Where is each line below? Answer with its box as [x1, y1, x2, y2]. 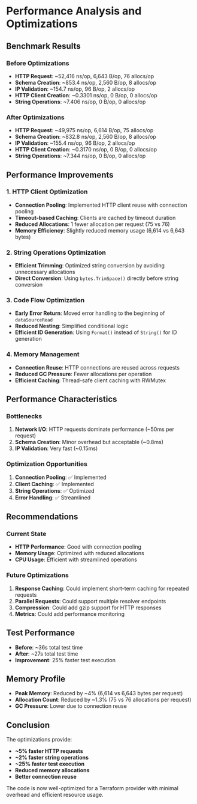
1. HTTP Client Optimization [6, 187, 88, 196]
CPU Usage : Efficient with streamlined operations [14, 556, 138, 563]
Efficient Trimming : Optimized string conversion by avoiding [14, 262, 165, 269]
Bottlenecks [6, 412, 43, 421]
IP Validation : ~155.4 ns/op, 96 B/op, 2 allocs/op [14, 139, 135, 147]
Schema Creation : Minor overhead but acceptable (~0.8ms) [14, 439, 163, 446]
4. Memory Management [6, 350, 80, 359]
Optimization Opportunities [6, 460, 88, 468]
